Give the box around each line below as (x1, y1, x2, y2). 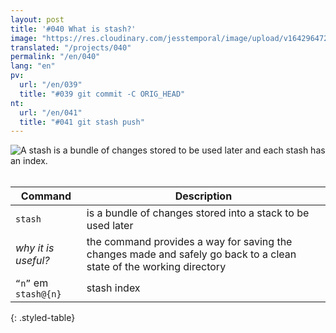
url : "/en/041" (19, 107, 83, 118)
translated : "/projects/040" (10, 42, 132, 53)
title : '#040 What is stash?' (10, 24, 137, 34)
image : (10, 33, 38, 43)
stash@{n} (15, 289, 62, 300)
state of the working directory (86, 260, 227, 274)
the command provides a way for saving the (86, 235, 293, 249)
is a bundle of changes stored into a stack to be (86, 206, 310, 220)
